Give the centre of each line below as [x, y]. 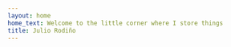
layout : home [29, 16]
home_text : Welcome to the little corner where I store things [115, 23]
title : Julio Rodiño [42, 30]
